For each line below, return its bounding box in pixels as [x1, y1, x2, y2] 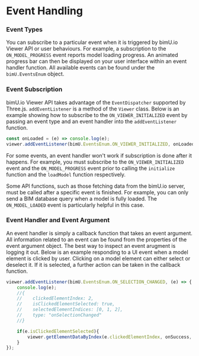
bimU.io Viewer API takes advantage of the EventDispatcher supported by [6, 99, 186, 106]
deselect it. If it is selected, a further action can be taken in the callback [6, 261, 181, 268]
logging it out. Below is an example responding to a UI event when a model [6, 248, 188, 256]
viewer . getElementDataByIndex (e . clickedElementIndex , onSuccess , [27, 334, 192, 340]
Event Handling [6, 4, 83, 18]
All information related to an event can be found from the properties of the [6, 236, 187, 243]
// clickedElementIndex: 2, [17, 295, 94, 301]
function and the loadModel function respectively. [6, 171, 126, 178]
